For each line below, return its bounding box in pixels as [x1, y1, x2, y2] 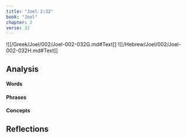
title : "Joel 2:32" [6, 8, 54, 15]
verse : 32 [6, 25, 30, 31]
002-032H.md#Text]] [6, 47, 58, 54]
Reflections [6, 124, 49, 134]
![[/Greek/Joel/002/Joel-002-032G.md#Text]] [6, 41, 117, 48]
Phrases [6, 94, 27, 101]
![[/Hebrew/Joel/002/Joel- [117, 41, 181, 48]
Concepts [6, 107, 30, 114]
